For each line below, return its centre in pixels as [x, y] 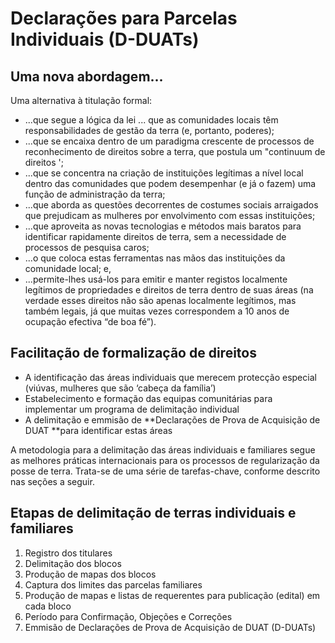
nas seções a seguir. [52, 481]
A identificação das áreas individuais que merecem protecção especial [170, 377]
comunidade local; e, [68, 268]
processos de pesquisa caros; [87, 247]
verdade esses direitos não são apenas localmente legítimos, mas [160, 300]
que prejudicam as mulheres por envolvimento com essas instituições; [170, 215]
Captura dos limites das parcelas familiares [113, 584]
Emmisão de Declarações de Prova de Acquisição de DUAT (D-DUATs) [170, 627]
